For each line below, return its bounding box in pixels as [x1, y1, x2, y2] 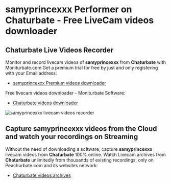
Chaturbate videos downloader [12, 100, 78, 106]
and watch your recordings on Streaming [5, 132, 138, 141]
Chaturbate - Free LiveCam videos [5, 14, 154, 26]
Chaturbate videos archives [12, 172, 71, 178]
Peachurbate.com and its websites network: [5, 162, 98, 168]
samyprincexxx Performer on [5, 4, 132, 15]
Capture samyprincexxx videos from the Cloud [5, 124, 157, 133]
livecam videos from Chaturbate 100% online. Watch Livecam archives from [5, 151, 166, 157]
